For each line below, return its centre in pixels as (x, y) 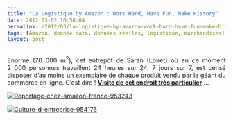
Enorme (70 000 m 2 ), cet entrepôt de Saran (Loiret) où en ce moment (116, 60)
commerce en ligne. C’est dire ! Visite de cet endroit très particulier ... (108, 82)
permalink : (23, 26)
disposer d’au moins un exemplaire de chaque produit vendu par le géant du (116, 75)
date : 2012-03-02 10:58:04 (46, 20)
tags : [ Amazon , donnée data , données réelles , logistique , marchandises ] (116, 33)
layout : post (26, 40)
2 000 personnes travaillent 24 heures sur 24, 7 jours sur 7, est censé (116, 67)
